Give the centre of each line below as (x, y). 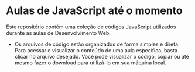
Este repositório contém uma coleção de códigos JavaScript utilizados (91, 27)
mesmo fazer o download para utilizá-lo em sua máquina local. (90, 63)
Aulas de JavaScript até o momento (94, 11)
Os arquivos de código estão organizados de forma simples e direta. (97, 44)
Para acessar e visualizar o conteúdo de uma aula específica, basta (96, 50)
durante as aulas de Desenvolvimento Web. (59, 33)
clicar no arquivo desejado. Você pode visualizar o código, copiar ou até (102, 56)
